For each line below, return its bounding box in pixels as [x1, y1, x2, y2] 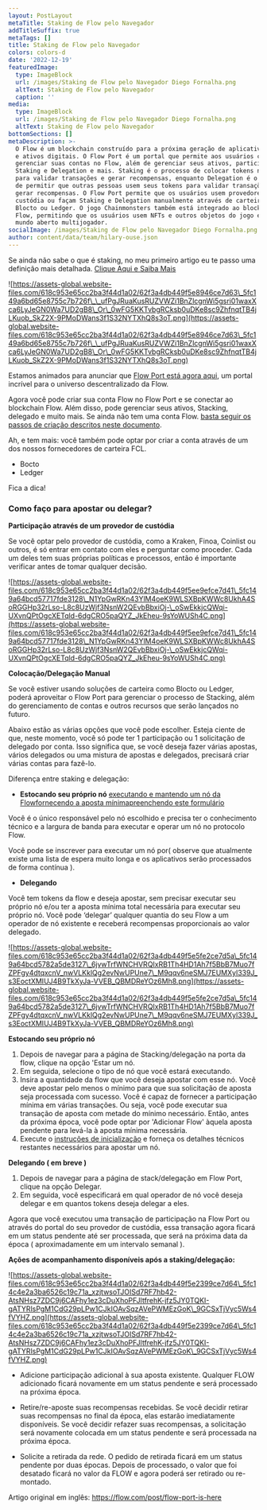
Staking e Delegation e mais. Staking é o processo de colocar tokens [15, 167, 254, 175]
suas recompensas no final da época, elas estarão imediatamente [19, 1411, 235, 1421]
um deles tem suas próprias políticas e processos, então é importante [8, 554, 237, 563]
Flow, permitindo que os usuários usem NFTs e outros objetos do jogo [15, 212, 254, 220]
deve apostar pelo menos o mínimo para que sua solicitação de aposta [19, 1084, 252, 1093]
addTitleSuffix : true [8, 26, 80, 34]
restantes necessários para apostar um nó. [19, 1142, 161, 1152]
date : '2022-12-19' [8, 56, 73, 64]
